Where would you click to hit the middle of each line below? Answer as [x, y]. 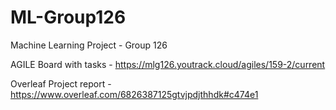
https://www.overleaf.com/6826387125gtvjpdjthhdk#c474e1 [134, 94]
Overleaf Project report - [61, 83]
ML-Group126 [68, 17]
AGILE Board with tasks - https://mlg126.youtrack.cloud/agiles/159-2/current [168, 64]
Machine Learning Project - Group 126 [89, 45]
